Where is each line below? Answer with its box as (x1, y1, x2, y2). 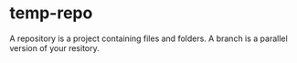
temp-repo (9, 3, 93, 24)
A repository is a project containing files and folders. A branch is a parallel (9, 33, 288, 44)
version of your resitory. (9, 42, 100, 53)
